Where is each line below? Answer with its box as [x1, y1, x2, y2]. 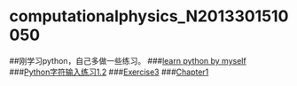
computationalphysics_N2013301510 [9, 6, 289, 27]
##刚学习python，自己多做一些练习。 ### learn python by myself [9, 55, 246, 66]
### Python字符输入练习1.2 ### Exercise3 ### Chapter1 [9, 66, 209, 77]
